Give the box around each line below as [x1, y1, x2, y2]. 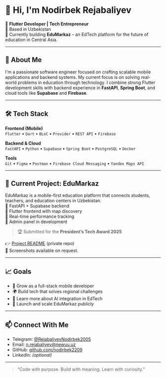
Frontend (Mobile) [5, 125, 43, 131]
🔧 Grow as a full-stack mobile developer [12, 283, 94, 289]
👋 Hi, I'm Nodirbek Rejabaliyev [5, 4, 132, 16]
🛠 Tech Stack [5, 110, 48, 118]
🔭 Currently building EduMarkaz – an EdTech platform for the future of [5, 31, 149, 37]
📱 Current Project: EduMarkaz [5, 179, 99, 188]
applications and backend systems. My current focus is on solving [5, 74, 140, 80]
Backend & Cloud [5, 140, 41, 146]
